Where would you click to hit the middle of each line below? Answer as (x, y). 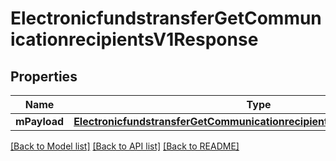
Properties (44, 76)
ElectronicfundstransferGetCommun (166, 18)
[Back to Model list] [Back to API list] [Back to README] (125, 146)
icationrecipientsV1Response (134, 39)
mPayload (40, 121)
